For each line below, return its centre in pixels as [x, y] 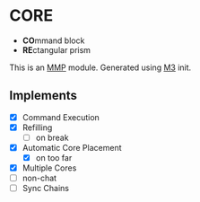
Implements [43, 96]
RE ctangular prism [57, 49]
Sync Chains [46, 189]
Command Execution [61, 117]
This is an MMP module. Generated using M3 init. [100, 67]
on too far [54, 158]
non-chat [39, 178]
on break [52, 137]
